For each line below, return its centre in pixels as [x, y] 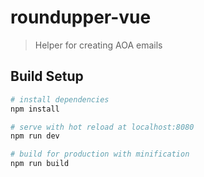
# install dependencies [60, 99]
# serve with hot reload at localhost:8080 [102, 127]
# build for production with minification [100, 154]
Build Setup [47, 76]
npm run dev [35, 136]
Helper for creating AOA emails [98, 45]
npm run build [40, 164]
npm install [35, 109]
